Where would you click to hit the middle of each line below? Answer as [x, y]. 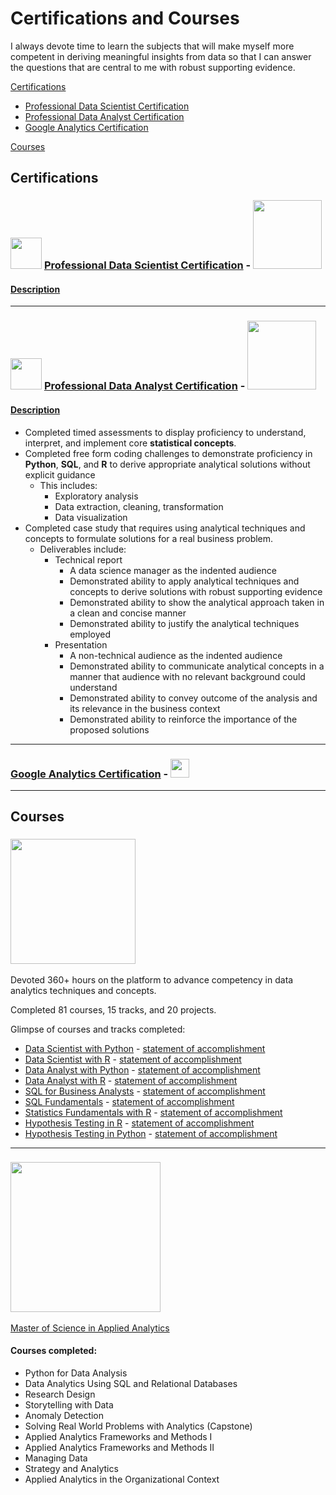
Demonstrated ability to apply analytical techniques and [184, 581]
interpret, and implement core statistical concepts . [130, 443]
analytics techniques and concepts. [83, 990]
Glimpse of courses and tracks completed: [98, 1029]
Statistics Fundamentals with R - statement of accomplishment [153, 1112]
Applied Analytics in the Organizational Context [122, 1479]
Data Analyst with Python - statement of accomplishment [142, 1069]
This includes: [68, 485]
